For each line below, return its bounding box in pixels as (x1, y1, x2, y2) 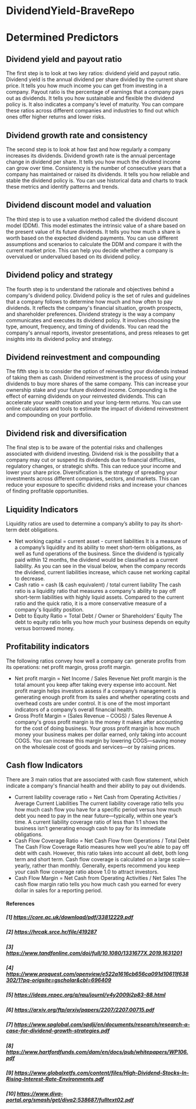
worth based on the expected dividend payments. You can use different (6, 234, 178, 241)
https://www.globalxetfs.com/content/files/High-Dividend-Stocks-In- (14, 1069, 190, 1076)
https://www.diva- (16, 1090, 63, 1097)
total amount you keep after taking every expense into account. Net (14, 681, 177, 688)
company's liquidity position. (14, 606, 84, 613)
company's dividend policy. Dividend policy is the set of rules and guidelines (6, 292, 190, 299)
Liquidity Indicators (6, 504, 79, 514)
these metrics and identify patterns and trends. (6, 183, 120, 190)
